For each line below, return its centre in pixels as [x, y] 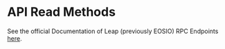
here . [15, 38]
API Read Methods [62, 12]
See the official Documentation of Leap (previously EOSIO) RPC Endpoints [113, 31]
